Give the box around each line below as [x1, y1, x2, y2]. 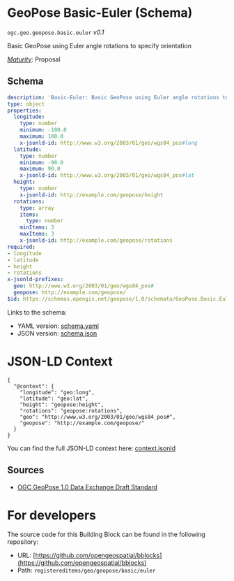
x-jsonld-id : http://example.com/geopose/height [19, 191, 164, 199]
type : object [7, 100, 45, 108]
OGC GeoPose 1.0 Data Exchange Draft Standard [17, 482, 158, 491]
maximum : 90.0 [19, 166, 61, 173]
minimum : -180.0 [19, 127, 68, 134]
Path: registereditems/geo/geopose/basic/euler [17, 566, 156, 575]
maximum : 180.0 [19, 133, 64, 140]
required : [7, 243, 36, 250]
